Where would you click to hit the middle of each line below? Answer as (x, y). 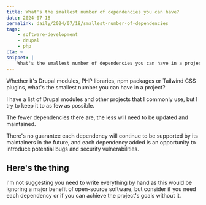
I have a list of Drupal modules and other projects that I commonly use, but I (102, 99)
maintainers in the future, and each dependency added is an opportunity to (101, 142)
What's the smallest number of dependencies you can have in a (100, 63)
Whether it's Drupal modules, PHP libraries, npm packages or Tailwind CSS (101, 81)
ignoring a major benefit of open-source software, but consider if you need (101, 189)
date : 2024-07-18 (29, 18)
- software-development (48, 35)
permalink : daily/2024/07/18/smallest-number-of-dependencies (87, 23)
